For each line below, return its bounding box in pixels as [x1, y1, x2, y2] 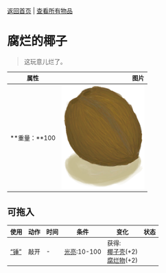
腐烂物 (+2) [107, 256, 139, 264]
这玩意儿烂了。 [23, 57, 67, 65]
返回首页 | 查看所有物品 [7, 7, 73, 14]
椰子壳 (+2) [107, 247, 139, 256]
